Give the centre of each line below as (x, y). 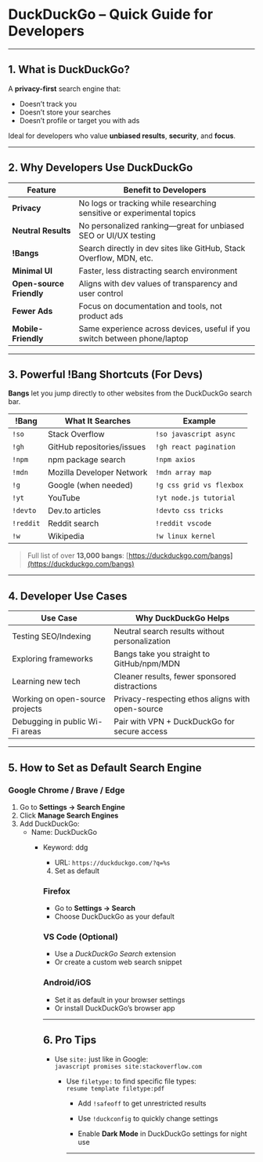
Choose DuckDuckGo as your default (114, 916)
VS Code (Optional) (81, 937)
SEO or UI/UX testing (117, 235)
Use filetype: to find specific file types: (131, 1081)
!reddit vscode (184, 524)
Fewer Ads (32, 311)
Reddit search (74, 523)
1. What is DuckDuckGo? (69, 69)
